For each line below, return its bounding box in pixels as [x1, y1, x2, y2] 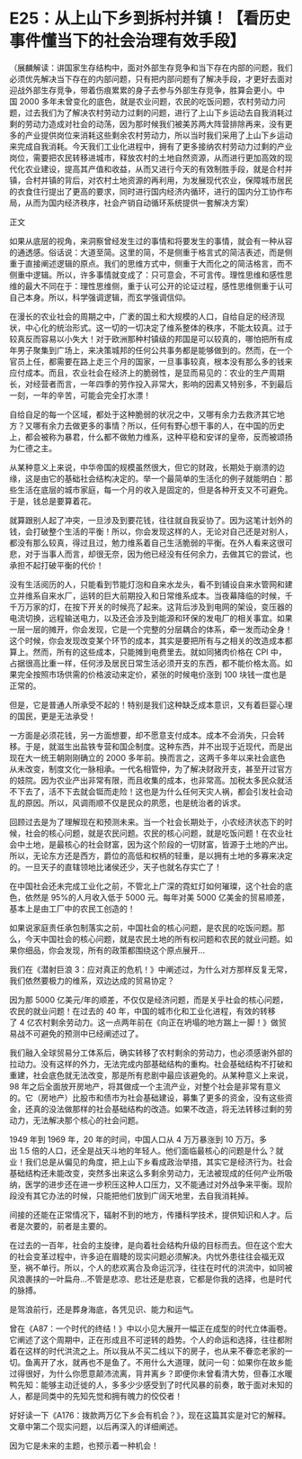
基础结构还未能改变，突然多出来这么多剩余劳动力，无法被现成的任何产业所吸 [9, 1167, 293, 1178]
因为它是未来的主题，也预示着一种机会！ [9, 1440, 159, 1451]
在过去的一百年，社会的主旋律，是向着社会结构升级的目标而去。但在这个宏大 [9, 1239, 293, 1250]
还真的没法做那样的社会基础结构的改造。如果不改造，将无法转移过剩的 [24, 1103, 285, 1114]
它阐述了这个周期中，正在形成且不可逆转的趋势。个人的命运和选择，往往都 [9, 1334, 285, 1345]
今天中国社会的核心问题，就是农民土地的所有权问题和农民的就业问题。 [24, 933, 285, 944]
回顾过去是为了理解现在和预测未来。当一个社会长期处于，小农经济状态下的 [9, 816, 285, 827]
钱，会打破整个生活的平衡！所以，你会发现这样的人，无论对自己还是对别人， [9, 526, 293, 537]
